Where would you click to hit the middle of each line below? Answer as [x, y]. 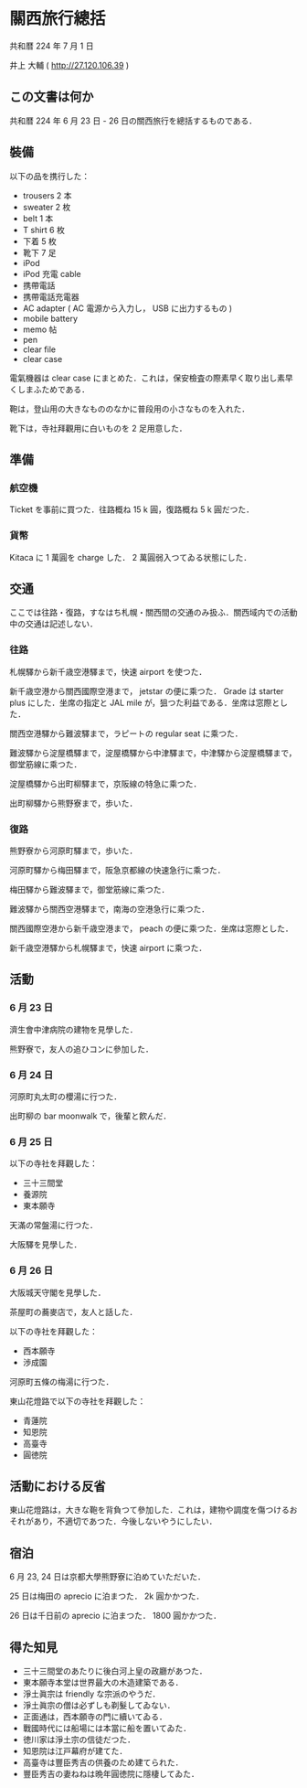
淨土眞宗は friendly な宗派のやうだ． [91, 1694]
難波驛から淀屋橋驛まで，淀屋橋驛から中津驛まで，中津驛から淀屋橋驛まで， [153, 753]
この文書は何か [52, 97]
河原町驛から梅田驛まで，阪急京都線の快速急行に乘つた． [117, 870]
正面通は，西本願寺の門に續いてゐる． [95, 1717]
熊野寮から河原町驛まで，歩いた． [74, 851]
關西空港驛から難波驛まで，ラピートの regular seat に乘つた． [126, 733]
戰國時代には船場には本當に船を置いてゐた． [107, 1728]
